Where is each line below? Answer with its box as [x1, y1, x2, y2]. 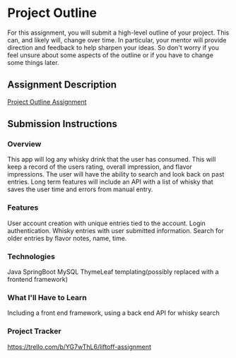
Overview [7, 139, 42, 149]
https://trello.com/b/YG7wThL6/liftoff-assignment [7, 342, 152, 351]
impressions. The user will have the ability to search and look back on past [7, 170, 225, 179]
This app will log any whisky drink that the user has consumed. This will [7, 155, 216, 164]
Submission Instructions [7, 118, 118, 130]
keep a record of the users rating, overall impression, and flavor [7, 162, 193, 171]
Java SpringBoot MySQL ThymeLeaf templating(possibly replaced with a [7, 268, 219, 276]
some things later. [7, 58, 59, 66]
